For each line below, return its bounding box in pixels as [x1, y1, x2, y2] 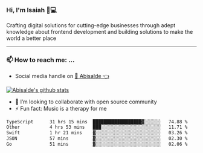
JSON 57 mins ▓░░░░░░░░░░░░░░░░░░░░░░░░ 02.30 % [6, 135, 188, 142]
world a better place [6, 34, 56, 42]
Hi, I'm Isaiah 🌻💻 [6, 5, 57, 14]
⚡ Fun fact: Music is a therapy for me [14, 105, 107, 112]
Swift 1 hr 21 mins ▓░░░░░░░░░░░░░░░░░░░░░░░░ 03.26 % [6, 130, 188, 136]
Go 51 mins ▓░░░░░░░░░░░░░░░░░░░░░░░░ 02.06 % [6, 142, 188, 148]
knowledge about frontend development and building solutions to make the [6, 28, 193, 36]
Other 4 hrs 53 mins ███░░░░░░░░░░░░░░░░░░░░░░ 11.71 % [6, 124, 188, 131]
